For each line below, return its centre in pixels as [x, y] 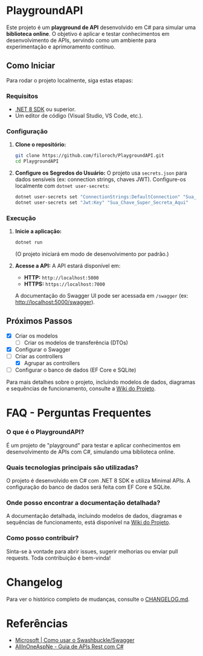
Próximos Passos [39, 321]
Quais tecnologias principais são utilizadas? [72, 467]
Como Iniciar [31, 66]
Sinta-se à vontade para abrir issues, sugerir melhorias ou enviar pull [92, 551]
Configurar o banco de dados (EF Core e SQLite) [76, 370]
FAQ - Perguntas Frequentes [79, 413]
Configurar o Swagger [43, 349]
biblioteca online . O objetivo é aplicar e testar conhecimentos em [88, 33]
